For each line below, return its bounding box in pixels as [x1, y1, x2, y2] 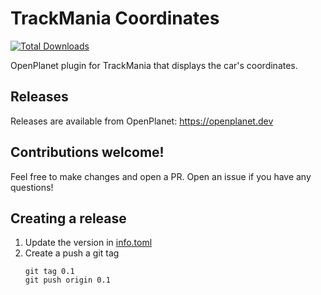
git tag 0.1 [24, 267, 75, 277]
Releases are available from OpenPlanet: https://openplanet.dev [10, 115, 274, 127]
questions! [10, 181, 54, 193]
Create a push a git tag [24, 247, 120, 259]
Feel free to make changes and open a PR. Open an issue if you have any [10, 170, 312, 182]
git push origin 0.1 [24, 275, 111, 286]
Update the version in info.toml [24, 237, 153, 249]
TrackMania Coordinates [10, 7, 220, 30]
